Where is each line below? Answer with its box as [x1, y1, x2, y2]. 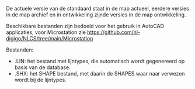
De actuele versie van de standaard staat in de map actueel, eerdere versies [6, 5, 190, 12]
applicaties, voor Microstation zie [6, 29, 86, 36]
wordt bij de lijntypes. [14, 76, 67, 83]
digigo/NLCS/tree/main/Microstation [6, 35, 93, 42]
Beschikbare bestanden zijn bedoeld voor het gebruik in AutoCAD [6, 23, 165, 29]
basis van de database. [14, 64, 71, 71]
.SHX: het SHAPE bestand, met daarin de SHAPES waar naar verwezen [14, 70, 185, 77]
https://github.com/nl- [87, 29, 141, 36]
